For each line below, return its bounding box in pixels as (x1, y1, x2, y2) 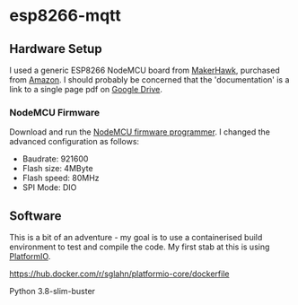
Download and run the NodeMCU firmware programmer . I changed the (9, 126, 271, 137)
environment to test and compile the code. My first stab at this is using (9, 241, 270, 252)
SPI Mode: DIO (22, 182, 77, 193)
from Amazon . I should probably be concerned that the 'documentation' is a (9, 74, 290, 85)
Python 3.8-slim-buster (9, 286, 96, 297)
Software (9, 208, 62, 223)
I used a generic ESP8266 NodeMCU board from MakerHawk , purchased (9, 65, 280, 75)
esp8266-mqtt (9, 5, 121, 26)
